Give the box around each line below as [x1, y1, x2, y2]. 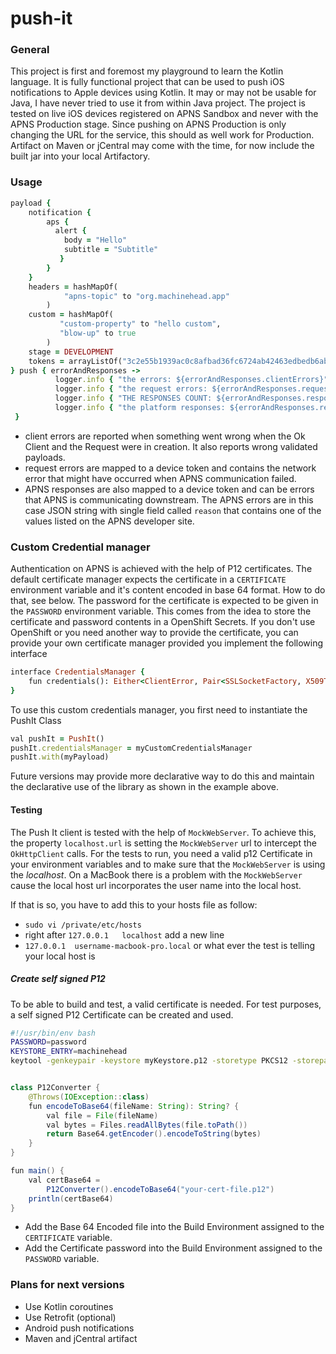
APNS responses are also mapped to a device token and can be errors [24, 483, 315, 495]
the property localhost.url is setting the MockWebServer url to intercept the [10, 837, 317, 849]
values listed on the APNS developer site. [24, 515, 195, 527]
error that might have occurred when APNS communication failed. [24, 472, 297, 484]
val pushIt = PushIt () [10, 733, 105, 744]
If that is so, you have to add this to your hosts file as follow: [10, 898, 258, 911]
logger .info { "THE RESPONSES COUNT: [54, 393, 213, 404]
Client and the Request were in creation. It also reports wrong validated [24, 440, 318, 452]
